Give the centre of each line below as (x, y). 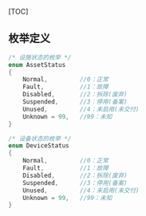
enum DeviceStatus (39, 146)
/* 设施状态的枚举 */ (40, 57)
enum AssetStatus (37, 65)
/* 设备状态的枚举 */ (40, 139)
